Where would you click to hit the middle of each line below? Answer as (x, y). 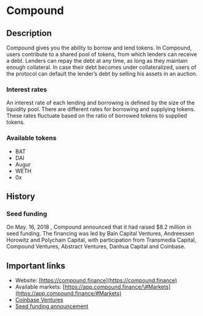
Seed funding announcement (52, 306)
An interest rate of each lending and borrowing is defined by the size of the (101, 103)
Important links (36, 266)
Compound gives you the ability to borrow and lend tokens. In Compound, (99, 48)
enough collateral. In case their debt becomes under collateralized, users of (101, 67)
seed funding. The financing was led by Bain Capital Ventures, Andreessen (100, 234)
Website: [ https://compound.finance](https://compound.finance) (96, 281)
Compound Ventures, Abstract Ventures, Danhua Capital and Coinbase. (96, 246)
